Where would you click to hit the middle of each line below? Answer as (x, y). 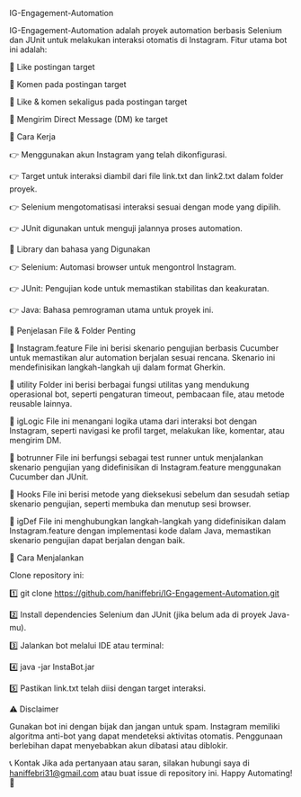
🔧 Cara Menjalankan (46, 558)
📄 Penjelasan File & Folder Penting (73, 331)
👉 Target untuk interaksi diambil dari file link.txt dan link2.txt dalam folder (146, 176)
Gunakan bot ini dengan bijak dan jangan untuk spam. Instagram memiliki (145, 726)
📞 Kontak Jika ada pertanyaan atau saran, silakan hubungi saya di (129, 763)
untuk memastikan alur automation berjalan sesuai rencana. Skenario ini (142, 358)
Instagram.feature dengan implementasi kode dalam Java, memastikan (140, 531)
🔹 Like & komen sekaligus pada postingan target (98, 102)
